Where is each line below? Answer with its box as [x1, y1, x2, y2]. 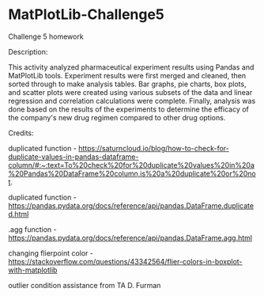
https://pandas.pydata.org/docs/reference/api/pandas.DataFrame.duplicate [8, 200, 255, 211]
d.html [8, 209, 29, 218]
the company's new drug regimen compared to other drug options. [8, 112, 226, 122]
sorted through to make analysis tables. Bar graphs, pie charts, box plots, [8, 79, 247, 89]
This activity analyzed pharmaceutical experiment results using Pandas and [8, 62, 255, 72]
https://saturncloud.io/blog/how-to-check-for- [78, 143, 229, 153]
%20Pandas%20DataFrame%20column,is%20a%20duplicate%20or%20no [8, 169, 257, 178]
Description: [8, 47, 48, 56]
